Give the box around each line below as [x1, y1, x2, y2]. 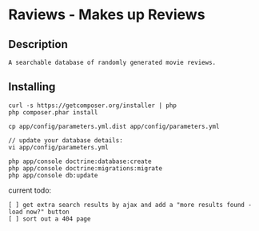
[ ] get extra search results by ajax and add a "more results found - [8, 201, 252, 209]
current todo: [8, 185, 52, 195]
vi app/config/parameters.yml [8, 143, 110, 151]
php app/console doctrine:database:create [8, 157, 152, 165]
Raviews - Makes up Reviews [8, 6, 205, 24]
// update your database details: [8, 136, 124, 145]
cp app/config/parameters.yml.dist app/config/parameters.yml [8, 122, 220, 130]
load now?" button [8, 208, 70, 216]
